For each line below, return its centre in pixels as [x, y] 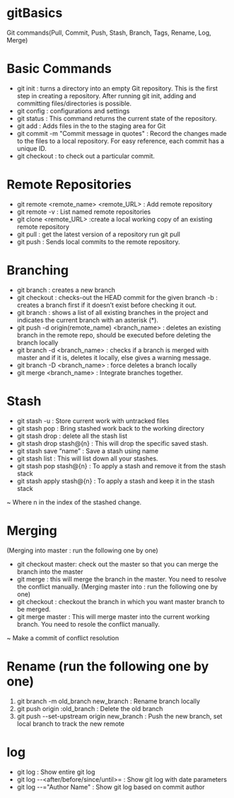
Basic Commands [59, 69]
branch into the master [50, 572]
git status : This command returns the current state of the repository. [117, 118]
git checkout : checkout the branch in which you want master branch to [121, 601]
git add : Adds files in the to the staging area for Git [91, 126]
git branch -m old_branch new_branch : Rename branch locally [109, 701]
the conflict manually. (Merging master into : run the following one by [117, 586]
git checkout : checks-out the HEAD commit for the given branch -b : [117, 297]
